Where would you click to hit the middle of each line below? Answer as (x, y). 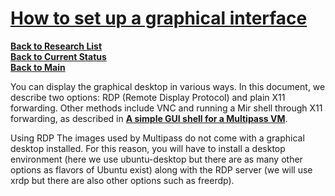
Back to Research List (56, 46)
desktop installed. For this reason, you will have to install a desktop (148, 148)
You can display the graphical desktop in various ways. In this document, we (168, 86)
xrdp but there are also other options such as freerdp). (122, 180)
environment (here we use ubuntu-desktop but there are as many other (156, 159)
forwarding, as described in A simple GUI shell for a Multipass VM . (149, 118)
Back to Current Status (58, 56)
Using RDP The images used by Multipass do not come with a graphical (157, 138)
